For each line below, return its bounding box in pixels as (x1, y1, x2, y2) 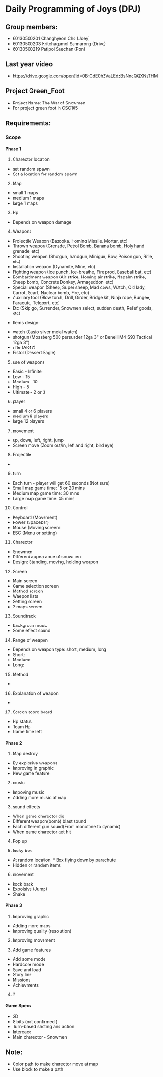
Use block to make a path (12, 1066, 64, 1072)
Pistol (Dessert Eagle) (12, 350, 56, 356)
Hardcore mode (12, 961, 44, 967)
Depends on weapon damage (12, 219, 72, 225)
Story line (12, 972, 32, 977)
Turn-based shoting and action (12, 1024, 74, 1029)
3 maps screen (12, 604, 43, 609)
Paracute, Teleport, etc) (12, 300, 60, 306)
